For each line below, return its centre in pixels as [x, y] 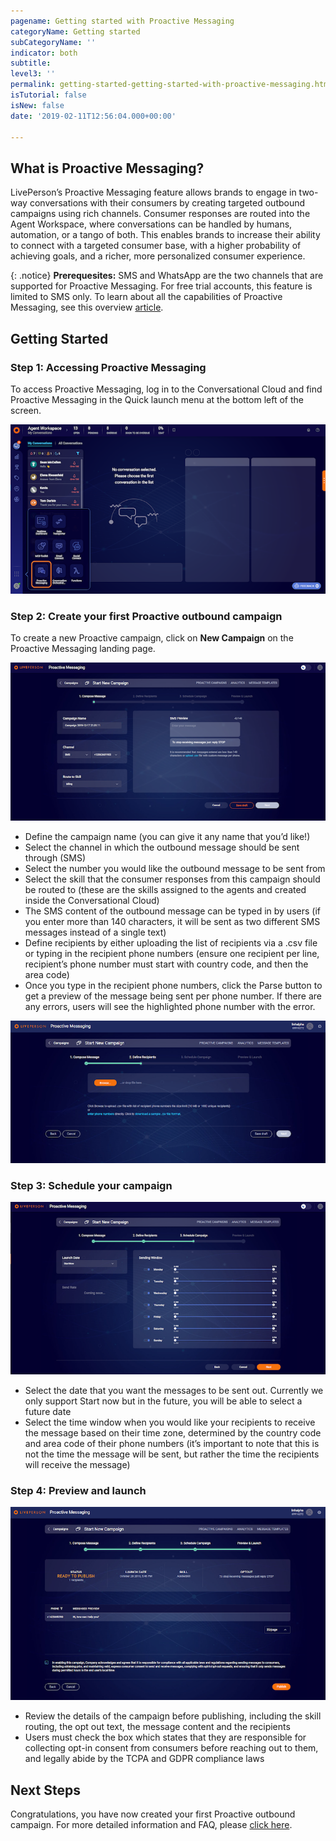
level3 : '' [33, 74]
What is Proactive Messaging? [107, 168]
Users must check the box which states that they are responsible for [165, 1737]
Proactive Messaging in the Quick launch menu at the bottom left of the [157, 399]
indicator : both [44, 53]
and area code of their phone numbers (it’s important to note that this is [172, 1443]
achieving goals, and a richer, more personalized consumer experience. [158, 256]
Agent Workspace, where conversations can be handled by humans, [151, 224]
